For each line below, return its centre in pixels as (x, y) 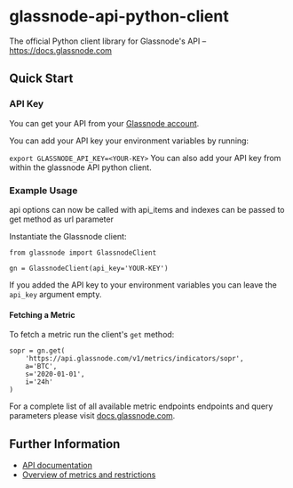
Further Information (65, 444)
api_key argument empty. (55, 294)
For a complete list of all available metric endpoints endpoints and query (141, 406)
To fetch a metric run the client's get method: (92, 335)
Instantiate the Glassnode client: (68, 236)
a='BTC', (41, 367)
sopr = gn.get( (37, 351)
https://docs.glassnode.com (61, 50)
